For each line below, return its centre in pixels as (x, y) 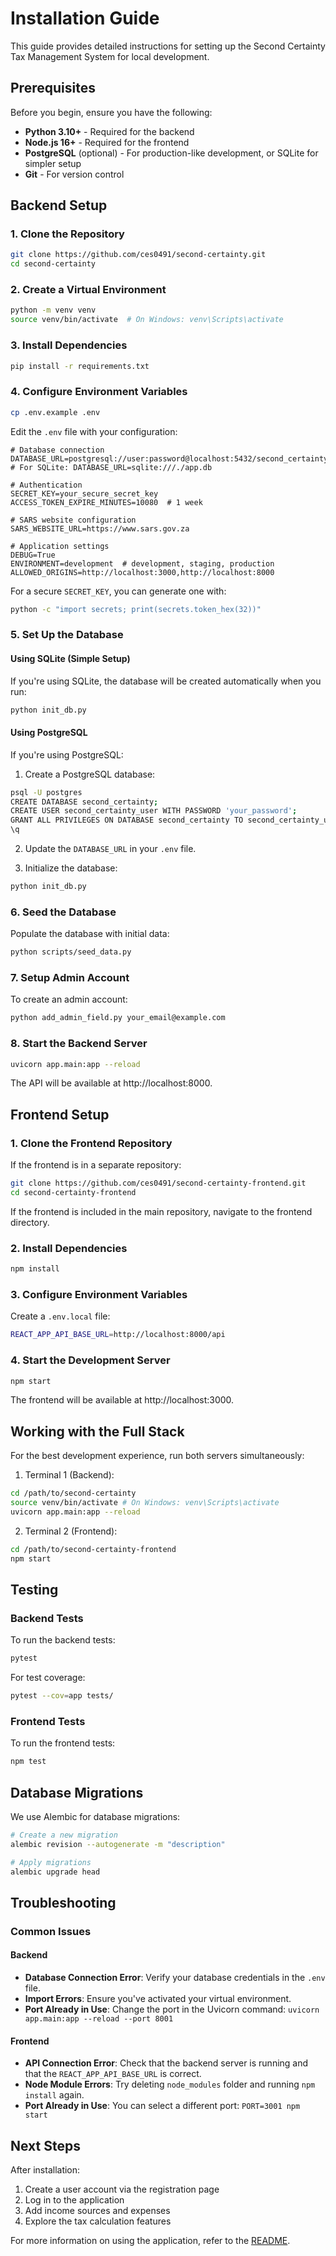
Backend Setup (59, 205)
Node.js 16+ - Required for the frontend (107, 142)
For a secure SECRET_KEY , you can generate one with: (118, 591)
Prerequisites (53, 88)
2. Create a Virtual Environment (88, 290)
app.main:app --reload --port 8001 (99, 2019)
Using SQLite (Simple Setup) (70, 658)
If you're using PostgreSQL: (67, 754)
